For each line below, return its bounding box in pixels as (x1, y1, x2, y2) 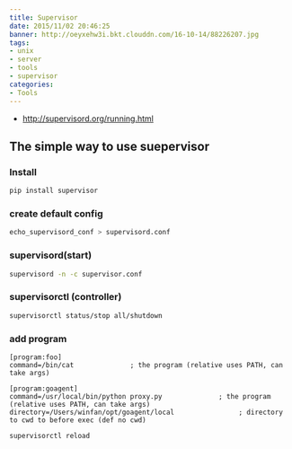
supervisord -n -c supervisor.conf (9, 269, 143, 278)
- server (9, 55, 42, 64)
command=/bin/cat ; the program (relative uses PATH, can (9, 360, 283, 369)
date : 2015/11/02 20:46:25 (9, 22, 111, 31)
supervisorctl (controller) (9, 291, 122, 304)
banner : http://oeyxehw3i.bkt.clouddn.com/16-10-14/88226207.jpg (9, 30, 259, 39)
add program (9, 332, 67, 345)
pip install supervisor (9, 186, 99, 196)
